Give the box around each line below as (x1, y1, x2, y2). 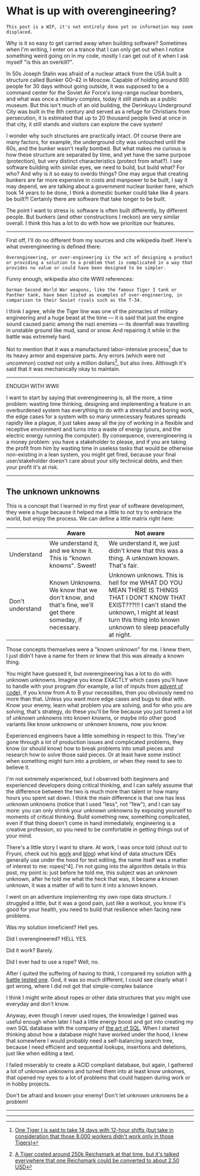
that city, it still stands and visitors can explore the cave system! (6, 120, 163, 127)
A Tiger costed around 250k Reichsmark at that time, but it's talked (14, 1150, 180, 1158)
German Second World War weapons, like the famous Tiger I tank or (6, 287, 177, 293)
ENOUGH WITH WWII (6, 383, 60, 390)
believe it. (6, 764, 30, 771)
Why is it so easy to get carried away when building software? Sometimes (6, 39, 187, 46)
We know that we (49, 586, 98, 595)
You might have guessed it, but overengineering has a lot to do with (6, 670, 171, 677)
